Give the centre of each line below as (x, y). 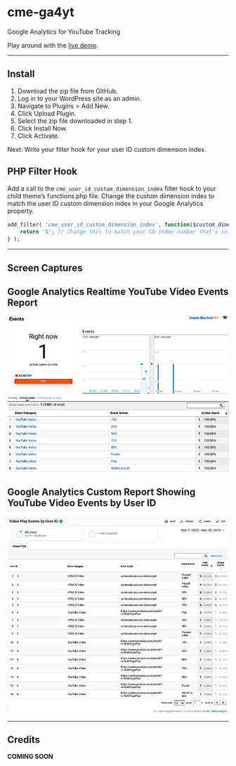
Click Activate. (38, 136)
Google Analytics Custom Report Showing (101, 492)
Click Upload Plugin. (47, 113)
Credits (24, 740)
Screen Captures (45, 268)
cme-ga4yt (41, 12)
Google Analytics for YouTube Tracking (64, 32)
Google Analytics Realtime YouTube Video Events (118, 291)
